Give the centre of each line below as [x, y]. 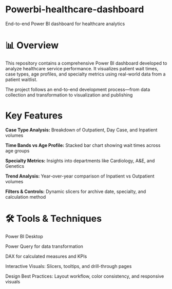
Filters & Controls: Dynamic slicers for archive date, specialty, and [76, 191]
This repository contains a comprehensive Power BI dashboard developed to [86, 63]
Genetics [15, 166]
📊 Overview [32, 45]
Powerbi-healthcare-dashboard [75, 9]
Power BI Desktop [24, 236]
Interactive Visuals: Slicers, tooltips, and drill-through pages [69, 266]
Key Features [34, 116]
